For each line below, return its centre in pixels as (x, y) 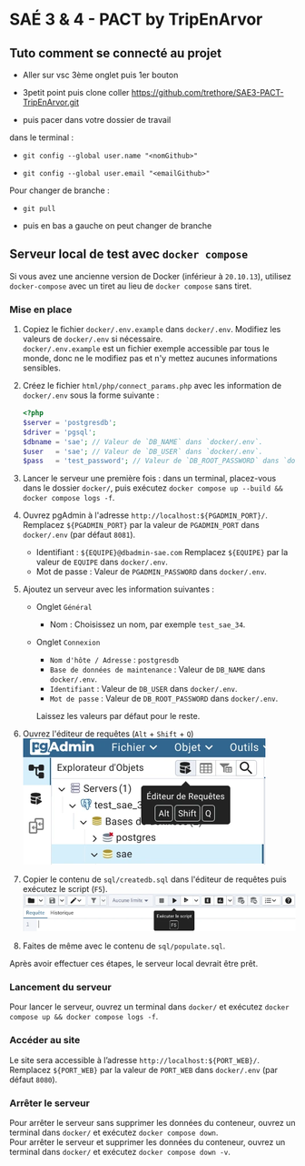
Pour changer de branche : (60, 190)
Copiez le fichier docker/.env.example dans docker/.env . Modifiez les (152, 330)
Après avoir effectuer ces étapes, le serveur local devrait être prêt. (134, 964)
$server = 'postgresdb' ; (69, 422)
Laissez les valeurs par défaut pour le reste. (118, 716)
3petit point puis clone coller (76, 92)
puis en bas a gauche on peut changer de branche (117, 226)
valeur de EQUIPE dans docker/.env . (102, 562)
